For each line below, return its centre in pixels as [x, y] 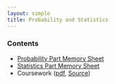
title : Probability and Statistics [58, 20]
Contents [23, 44]
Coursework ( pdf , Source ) [54, 73]
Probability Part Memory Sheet [60, 58]
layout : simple [29, 13]
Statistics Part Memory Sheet [58, 66]
